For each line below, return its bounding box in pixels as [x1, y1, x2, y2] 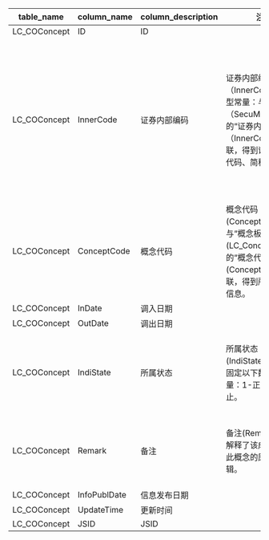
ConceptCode [77, 246, 130, 256]
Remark [77, 445, 106, 456]
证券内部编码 [140, 115, 190, 125]
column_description [140, 11, 219, 22]
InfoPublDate [77, 489, 126, 500]
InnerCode [77, 114, 118, 125]
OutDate [77, 318, 110, 328]
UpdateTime [77, 505, 124, 515]
